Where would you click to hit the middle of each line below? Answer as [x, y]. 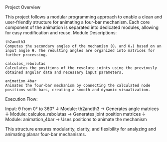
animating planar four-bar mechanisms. [46, 134]
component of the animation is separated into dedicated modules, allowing [82, 27]
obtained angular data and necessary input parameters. [64, 72]
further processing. [27, 55]
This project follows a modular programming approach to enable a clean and [84, 17]
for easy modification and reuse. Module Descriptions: [61, 33]
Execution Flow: [22, 99]
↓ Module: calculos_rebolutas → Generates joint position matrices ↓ [76, 114]
